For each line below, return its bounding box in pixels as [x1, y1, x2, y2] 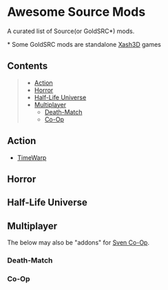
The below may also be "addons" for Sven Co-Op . [7, 238, 150, 247]
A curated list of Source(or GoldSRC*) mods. [7, 27, 135, 35]
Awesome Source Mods [7, 4, 146, 20]
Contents [7, 60, 48, 72]
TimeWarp [17, 153, 47, 162]
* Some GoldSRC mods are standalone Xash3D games [7, 40, 162, 48]
